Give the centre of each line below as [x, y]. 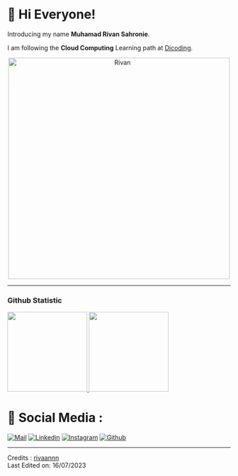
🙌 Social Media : [55, 418]
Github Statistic [35, 300]
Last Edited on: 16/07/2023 [47, 465]
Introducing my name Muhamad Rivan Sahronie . [79, 34]
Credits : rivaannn [33, 458]
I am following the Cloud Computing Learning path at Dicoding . [100, 47]
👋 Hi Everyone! [52, 15]
